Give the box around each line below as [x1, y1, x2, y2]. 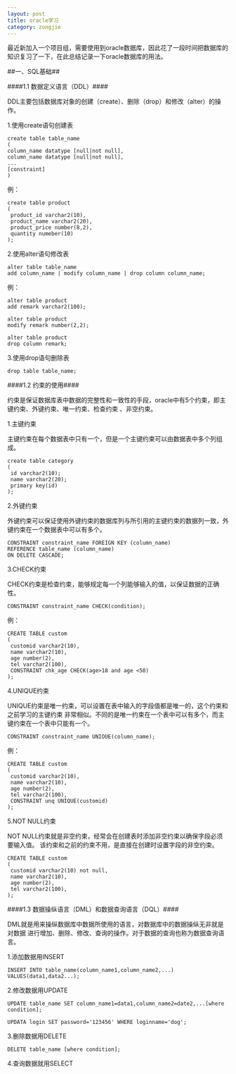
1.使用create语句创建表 [7, 121, 74, 130]
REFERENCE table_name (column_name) [7, 545, 114, 553]
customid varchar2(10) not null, [10, 868, 109, 875]
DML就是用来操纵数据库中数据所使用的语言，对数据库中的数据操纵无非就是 [7, 920, 224, 929]
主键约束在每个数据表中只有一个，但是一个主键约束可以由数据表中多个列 [7, 435, 216, 443]
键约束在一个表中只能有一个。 [7, 720, 93, 728]
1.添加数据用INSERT [7, 953, 65, 961]
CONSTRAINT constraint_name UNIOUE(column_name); [7, 734, 156, 741]
